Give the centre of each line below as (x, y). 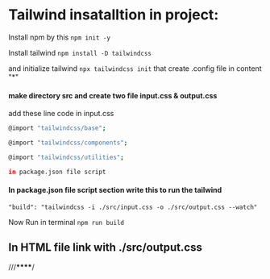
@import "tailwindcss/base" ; (57, 128)
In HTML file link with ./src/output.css (106, 248)
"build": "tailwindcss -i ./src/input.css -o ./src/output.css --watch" (133, 207)
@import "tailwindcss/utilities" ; (66, 157)
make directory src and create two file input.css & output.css (113, 95)
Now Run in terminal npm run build (66, 222)
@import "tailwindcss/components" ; (68, 143)
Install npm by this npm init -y (60, 37)
